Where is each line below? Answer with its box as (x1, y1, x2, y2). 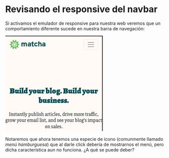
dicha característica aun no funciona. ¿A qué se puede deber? (5, 146, 135, 152)
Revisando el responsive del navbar (5, 4, 158, 15)
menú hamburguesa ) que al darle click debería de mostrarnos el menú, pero (5, 141, 164, 147)
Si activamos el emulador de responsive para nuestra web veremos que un (5, 20, 161, 26)
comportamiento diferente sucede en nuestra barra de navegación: (5, 25, 145, 31)
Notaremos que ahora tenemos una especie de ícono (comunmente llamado (5, 136, 163, 142)
